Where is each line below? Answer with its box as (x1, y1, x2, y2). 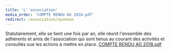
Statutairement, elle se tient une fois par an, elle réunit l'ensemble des (5, 31, 152, 37)
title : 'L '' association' (5, 7, 58, 13)
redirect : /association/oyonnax (5, 17, 74, 22)
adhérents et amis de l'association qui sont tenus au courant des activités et (5, 36, 165, 42)
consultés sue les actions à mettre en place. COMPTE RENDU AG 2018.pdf (5, 41, 162, 47)
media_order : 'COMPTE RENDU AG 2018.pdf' (5, 12, 95, 17)
